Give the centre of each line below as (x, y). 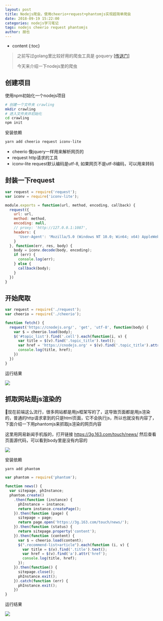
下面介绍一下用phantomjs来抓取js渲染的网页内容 (53, 424)
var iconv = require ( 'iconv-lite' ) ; (42, 196)
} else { (23, 264)
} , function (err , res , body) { (41, 246)
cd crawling (17, 118)
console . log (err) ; (36, 259)
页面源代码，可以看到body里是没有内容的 (46, 440)
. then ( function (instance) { (43, 500)
